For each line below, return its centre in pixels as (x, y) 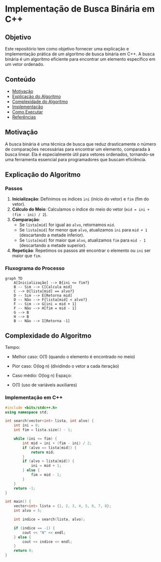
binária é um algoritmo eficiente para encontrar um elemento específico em (80, 59)
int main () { (18, 502)
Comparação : (26, 220)
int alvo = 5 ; (28, 511)
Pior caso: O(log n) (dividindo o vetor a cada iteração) (66, 366)
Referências (24, 117)
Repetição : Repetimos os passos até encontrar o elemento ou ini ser (81, 250)
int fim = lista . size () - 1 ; (43, 430)
